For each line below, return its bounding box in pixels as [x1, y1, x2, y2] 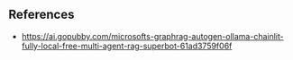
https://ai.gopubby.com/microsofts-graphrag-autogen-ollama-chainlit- [21, 30, 285, 41]
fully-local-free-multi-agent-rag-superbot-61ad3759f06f [21, 40, 233, 51]
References [8, 7, 75, 22]
